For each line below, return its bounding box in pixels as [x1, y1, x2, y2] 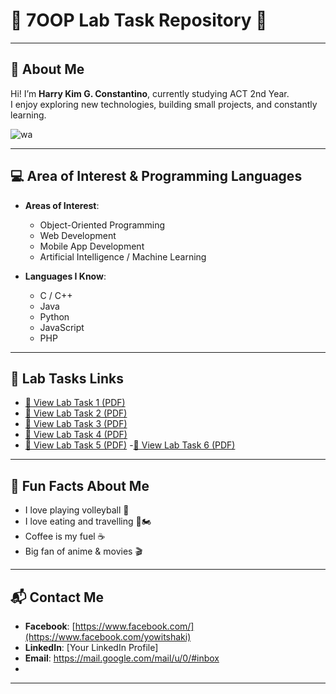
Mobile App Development [39, 240, 145, 252]
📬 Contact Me [10, 589, 104, 606]
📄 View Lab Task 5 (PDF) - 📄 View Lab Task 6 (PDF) [24, 439, 236, 451]
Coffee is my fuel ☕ [24, 530, 106, 543]
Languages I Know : [24, 270, 107, 282]
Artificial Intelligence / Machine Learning [39, 250, 207, 263]
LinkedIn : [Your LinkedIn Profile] [24, 642, 159, 653]
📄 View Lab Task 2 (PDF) [24, 407, 128, 419]
